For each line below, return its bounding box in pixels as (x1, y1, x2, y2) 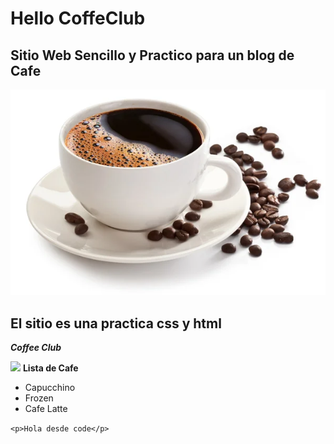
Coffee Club (10, 342, 62, 354)
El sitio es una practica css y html (10, 315, 222, 332)
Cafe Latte (24, 403, 68, 415)
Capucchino (24, 382, 76, 394)
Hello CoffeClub (10, 7, 146, 30)
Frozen (24, 392, 54, 404)
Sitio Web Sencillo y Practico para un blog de (10, 47, 295, 64)
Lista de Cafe (22, 362, 79, 374)
